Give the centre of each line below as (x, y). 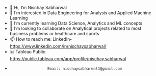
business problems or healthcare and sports (54, 34)
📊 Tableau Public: (28, 52)
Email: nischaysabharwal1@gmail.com (85, 69)
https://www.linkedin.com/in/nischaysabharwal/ (58, 46)
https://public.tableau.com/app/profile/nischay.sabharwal (68, 59)
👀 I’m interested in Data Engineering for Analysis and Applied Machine (80, 13)
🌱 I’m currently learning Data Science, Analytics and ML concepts (76, 23)
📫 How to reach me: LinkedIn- (41, 39)
